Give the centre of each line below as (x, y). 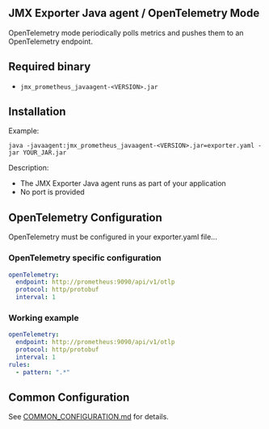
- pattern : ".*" (43, 372)
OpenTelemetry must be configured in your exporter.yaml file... (113, 237)
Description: (29, 168)
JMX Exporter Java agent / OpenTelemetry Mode (134, 13)
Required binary (50, 67)
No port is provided (52, 192)
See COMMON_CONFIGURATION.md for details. (89, 417)
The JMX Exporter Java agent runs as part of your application (123, 183)
